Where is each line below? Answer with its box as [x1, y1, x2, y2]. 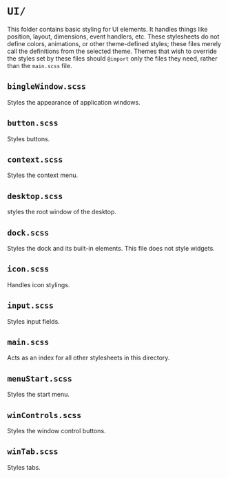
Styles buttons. [7, 134, 50, 143]
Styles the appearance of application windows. [7, 98, 141, 106]
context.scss [7, 154, 63, 165]
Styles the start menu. [7, 391, 70, 399]
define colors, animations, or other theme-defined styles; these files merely [7, 39, 222, 48]
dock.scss [7, 227, 50, 238]
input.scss [7, 301, 54, 311]
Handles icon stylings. [7, 280, 70, 289]
